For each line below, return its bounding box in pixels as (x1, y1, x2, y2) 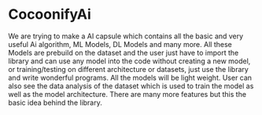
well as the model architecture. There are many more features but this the (8, 89, 246, 99)
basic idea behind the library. (8, 98, 102, 107)
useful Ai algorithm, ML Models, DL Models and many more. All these (8, 39, 232, 49)
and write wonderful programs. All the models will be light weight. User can (8, 73, 253, 82)
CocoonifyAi (8, 5, 92, 23)
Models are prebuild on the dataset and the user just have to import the (8, 48, 239, 57)
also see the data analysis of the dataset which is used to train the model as (8, 81, 254, 91)
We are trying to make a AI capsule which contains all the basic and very (8, 31, 244, 41)
